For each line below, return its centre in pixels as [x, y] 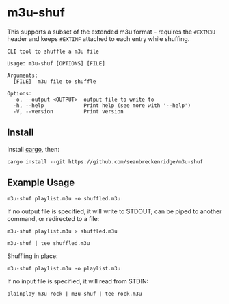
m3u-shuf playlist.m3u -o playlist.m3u [64, 268]
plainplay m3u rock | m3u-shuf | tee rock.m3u [75, 294]
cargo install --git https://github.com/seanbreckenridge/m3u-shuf [105, 162]
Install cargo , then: [33, 149]
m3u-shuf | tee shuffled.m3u [49, 243]
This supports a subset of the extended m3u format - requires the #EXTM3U [111, 32]
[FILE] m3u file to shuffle [55, 81]
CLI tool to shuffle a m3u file [53, 51]
